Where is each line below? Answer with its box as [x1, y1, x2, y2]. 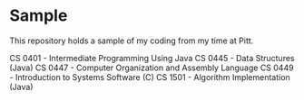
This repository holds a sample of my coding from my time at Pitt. [9, 35, 254, 46]
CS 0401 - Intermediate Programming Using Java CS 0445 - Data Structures [9, 52, 295, 63]
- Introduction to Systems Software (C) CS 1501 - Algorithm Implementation [9, 71, 290, 82]
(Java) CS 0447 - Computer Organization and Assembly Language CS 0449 [9, 62, 294, 73]
